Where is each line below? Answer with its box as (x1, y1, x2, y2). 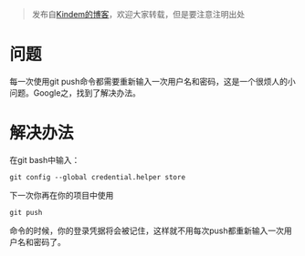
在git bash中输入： (9, 154, 80, 165)
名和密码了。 (16, 236, 66, 247)
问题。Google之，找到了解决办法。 (9, 87, 142, 98)
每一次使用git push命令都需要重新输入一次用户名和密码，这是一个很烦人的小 (9, 76, 297, 87)
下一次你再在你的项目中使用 (9, 189, 114, 200)
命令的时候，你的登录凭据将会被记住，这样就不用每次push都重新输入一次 (9, 225, 285, 236)
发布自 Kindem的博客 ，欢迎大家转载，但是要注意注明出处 (31, 9, 246, 19)
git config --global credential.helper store (9, 172, 185, 181)
